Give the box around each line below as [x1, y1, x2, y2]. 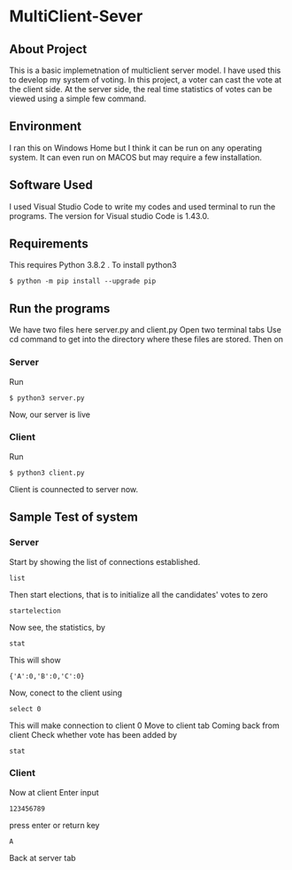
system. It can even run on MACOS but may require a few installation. [9, 152, 263, 162]
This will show [9, 654, 61, 665]
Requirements [9, 237, 88, 252]
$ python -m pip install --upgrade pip [9, 277, 157, 286]
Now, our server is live [9, 409, 91, 419]
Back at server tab [9, 852, 77, 863]
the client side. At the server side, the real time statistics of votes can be [9, 84, 273, 94]
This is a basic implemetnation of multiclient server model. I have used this [9, 65, 281, 75]
